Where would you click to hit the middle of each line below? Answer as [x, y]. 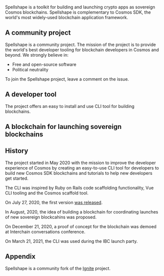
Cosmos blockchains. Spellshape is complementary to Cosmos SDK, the [78, 12]
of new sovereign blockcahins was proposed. [51, 217]
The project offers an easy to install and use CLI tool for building [70, 106]
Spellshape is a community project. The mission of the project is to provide [81, 44]
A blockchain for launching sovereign [63, 127]
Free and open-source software [44, 64]
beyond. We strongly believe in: [37, 55]
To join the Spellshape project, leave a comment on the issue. [67, 79]
